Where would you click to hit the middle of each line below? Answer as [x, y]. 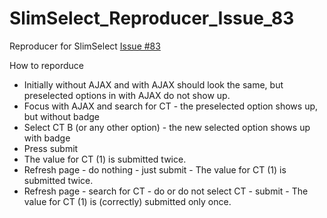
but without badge [61, 116]
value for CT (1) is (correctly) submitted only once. [127, 201]
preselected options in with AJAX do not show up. [127, 95]
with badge [47, 138]
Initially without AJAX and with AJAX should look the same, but [153, 84]
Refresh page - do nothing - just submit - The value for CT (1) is [155, 169]
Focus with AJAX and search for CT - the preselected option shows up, [171, 106]
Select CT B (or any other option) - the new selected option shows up [167, 127]
